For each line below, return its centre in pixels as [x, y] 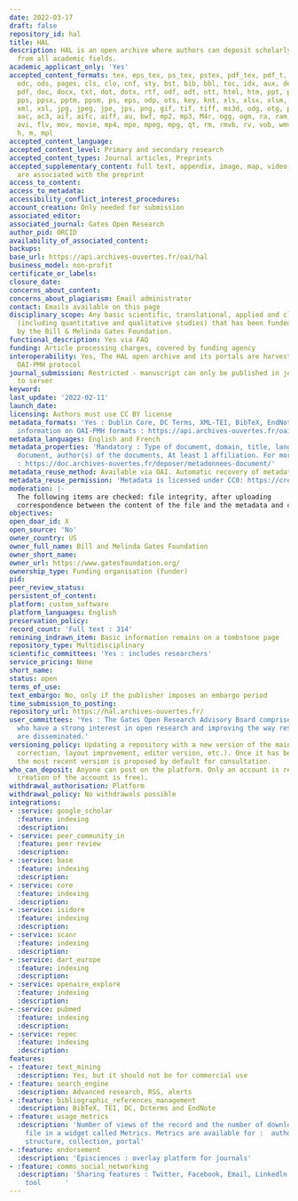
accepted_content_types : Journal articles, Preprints [111, 158]
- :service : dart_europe [55, 960]
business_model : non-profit [61, 266]
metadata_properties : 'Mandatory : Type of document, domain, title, [141, 447]
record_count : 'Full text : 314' [71, 629]
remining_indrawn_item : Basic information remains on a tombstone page [144, 637]
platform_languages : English [63, 613]
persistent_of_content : [53, 596]
